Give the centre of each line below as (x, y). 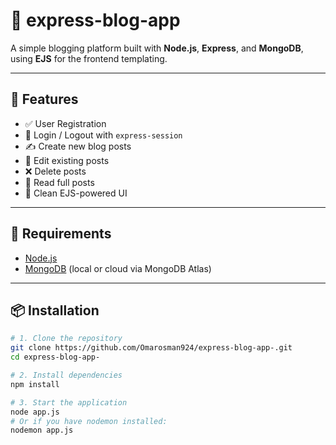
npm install (35, 384)
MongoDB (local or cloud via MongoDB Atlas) (118, 268)
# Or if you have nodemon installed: (89, 421)
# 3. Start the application (69, 402)
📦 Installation (55, 310)
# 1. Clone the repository (66, 339)
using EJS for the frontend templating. (89, 58)
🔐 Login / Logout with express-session (103, 135)
